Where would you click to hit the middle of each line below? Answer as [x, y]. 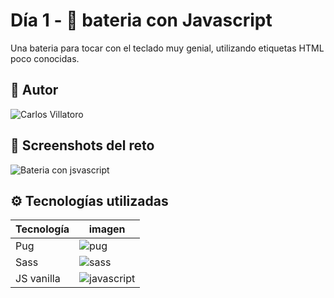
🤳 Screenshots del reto [82, 145]
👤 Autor [34, 90]
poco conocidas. [45, 58]
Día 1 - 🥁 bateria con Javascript [141, 20]
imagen [107, 229]
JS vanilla [38, 279]
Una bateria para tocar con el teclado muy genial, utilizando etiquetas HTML [167, 48]
